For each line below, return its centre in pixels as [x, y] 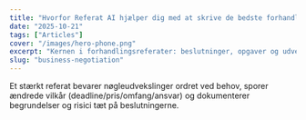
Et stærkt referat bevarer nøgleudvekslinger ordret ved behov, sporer [139, 86]
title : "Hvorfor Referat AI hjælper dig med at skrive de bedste [136, 18]
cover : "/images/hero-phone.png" [73, 43]
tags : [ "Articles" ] [46, 35]
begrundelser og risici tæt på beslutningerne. [94, 105]
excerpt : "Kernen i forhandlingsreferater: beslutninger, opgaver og [144, 52]
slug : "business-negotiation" [67, 60]
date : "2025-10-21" [46, 26]
